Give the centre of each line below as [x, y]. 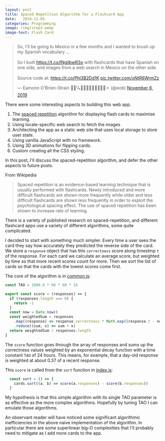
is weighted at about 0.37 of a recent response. [53, 360]
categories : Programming [30, 23]
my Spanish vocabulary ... [43, 52]
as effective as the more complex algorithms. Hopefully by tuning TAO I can [82, 403]
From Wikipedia [21, 175]
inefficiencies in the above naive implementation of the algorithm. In [74, 423]
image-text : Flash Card [29, 33]
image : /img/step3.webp [29, 28]
